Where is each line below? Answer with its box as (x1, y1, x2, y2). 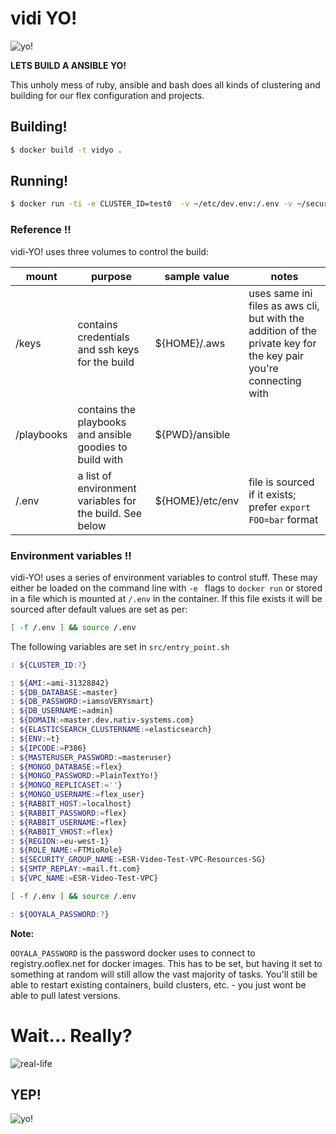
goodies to (77, 440, 128, 454)
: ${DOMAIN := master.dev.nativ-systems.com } (10, 715, 195, 726)
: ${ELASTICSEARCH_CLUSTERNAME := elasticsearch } (10, 725, 213, 735)
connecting (248, 373, 302, 387)
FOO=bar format (248, 512, 319, 526)
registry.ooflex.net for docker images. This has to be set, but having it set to (10, 957, 323, 969)
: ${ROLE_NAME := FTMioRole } (10, 845, 123, 856)
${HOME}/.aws (154, 336, 226, 350)
